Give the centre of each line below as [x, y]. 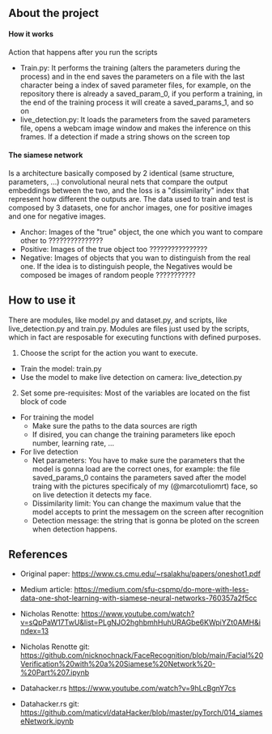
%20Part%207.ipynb [55, 672]
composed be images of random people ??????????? [108, 275]
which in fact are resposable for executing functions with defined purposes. [135, 337]
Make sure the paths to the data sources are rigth [115, 425]
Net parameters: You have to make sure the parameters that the [138, 460]
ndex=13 [34, 631]
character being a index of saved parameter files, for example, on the [136, 85]
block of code [43, 401]
